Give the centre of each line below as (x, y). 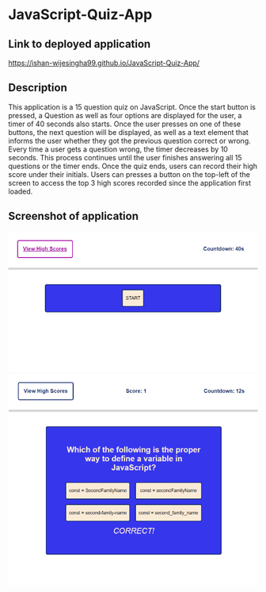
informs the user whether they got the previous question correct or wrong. (129, 140)
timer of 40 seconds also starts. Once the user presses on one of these (125, 124)
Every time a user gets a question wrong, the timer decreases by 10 (118, 149)
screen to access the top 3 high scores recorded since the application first (130, 183)
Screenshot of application (73, 216)
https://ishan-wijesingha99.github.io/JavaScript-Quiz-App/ (104, 63)
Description (38, 88)
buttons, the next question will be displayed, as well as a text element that (129, 132)
